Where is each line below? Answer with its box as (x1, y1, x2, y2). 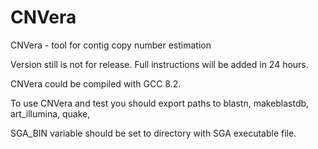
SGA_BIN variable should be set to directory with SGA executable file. (10, 127, 297, 139)
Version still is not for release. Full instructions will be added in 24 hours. (10, 58, 309, 70)
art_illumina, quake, (10, 107, 91, 120)
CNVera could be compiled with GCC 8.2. (10, 77, 182, 90)
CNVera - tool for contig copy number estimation (10, 39, 212, 51)
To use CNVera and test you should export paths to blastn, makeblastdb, (10, 97, 310, 109)
